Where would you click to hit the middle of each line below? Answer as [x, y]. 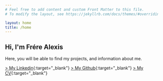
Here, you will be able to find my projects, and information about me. [73, 59]
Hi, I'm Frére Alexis [34, 47]
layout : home [18, 23]
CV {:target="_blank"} [26, 73]
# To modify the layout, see [34, 14]
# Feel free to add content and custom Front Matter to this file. [75, 9]
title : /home [18, 27]
